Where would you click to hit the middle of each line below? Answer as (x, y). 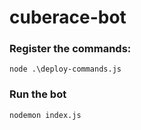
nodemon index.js (45, 115)
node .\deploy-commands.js (65, 69)
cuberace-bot (68, 17)
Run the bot (38, 94)
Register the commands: (70, 49)
